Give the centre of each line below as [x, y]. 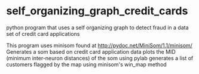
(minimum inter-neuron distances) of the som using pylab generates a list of [100, 58]
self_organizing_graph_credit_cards [97, 11]
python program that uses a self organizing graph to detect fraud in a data [98, 27]
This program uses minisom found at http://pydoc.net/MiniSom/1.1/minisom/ [99, 45]
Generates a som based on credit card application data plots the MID [91, 51]
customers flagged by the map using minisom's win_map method [87, 64]
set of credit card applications [43, 33]
